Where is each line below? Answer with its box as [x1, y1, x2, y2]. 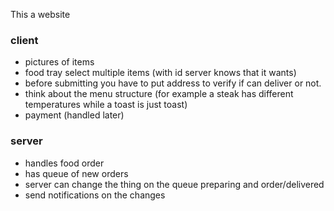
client [10, 33, 39, 47]
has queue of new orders [24, 167, 129, 179]
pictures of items [24, 56, 95, 68]
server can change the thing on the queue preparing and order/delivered [24, 178, 325, 190]
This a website [10, 9, 71, 20]
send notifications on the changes [24, 189, 166, 201]
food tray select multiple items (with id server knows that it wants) [24, 67, 297, 79]
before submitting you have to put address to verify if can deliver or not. [24, 77, 322, 89]
